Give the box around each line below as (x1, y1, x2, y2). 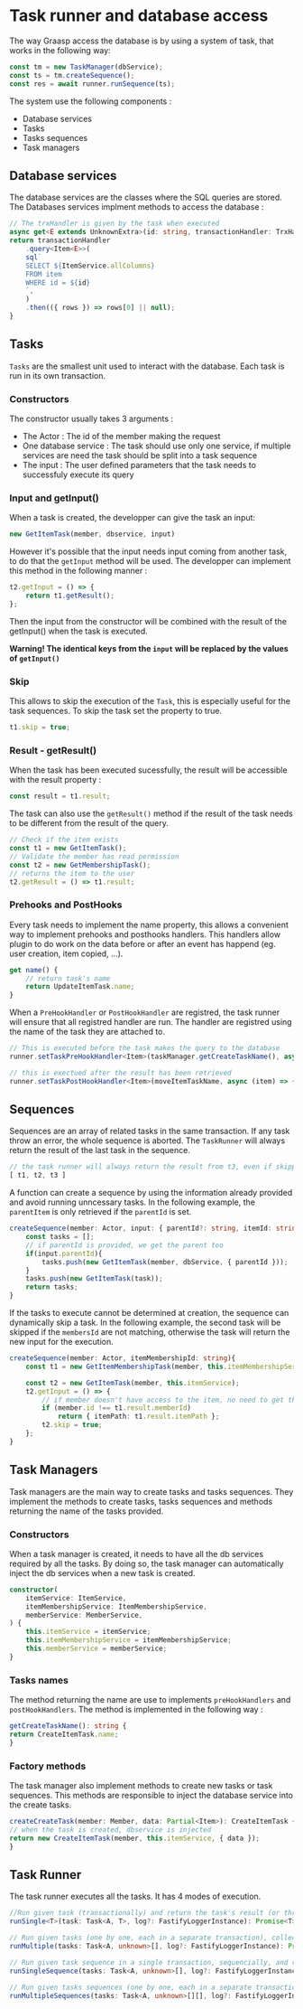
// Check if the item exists (9, 835, 119, 845)
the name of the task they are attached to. (9, 1027, 165, 1037)
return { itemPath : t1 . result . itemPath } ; (57, 1412, 220, 1422)
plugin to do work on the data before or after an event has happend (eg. (9, 938, 277, 949)
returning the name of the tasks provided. (9, 1506, 164, 1516)
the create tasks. (9, 1799, 72, 1810)
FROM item (25, 269, 63, 278)
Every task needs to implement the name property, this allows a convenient (9, 919, 289, 930)
